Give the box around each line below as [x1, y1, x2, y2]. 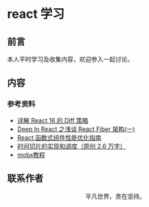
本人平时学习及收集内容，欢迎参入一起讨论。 [7, 56, 134, 63]
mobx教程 [16, 150, 46, 158]
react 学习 [7, 6, 65, 22]
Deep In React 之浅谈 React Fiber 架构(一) [16, 125, 135, 133]
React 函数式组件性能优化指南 [16, 133, 102, 141]
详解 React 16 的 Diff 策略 [16, 116, 89, 124]
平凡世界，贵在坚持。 [85, 192, 146, 200]
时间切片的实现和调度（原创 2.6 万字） [16, 142, 126, 150]
